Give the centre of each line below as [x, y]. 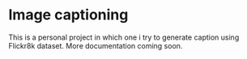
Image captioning [68, 15]
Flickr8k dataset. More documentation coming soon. [96, 45]
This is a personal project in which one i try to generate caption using [124, 37]
